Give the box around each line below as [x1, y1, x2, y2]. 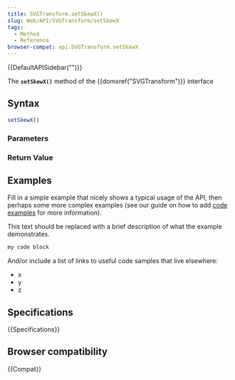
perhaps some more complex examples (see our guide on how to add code [7, 201, 228, 210]
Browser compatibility [7, 346, 108, 358]
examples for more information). [7, 208, 102, 217]
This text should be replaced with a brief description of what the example [7, 222, 222, 231]
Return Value [7, 153, 53, 163]
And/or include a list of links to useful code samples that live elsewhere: [7, 257, 219, 265]
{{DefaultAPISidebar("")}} [7, 63, 83, 71]
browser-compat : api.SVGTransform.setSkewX [7, 43, 139, 51]
